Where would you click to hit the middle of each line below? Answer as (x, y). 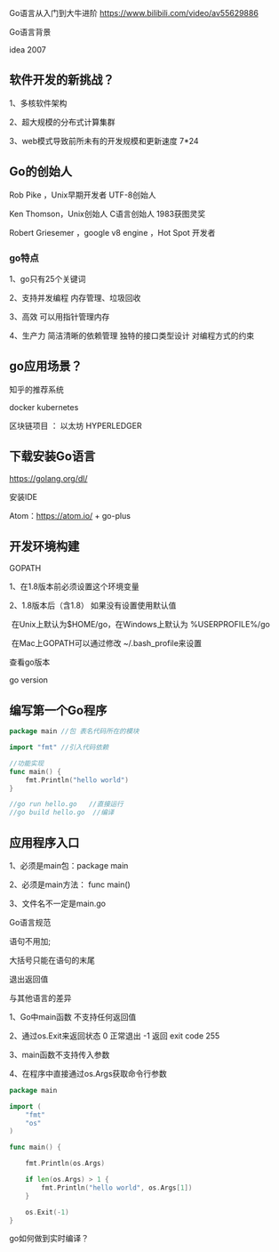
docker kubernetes (44, 407)
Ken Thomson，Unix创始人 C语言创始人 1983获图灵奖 (108, 214)
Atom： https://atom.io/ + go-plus (70, 515)
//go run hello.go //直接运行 (67, 804)
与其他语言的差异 (40, 998)
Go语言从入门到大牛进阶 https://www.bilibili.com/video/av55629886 (134, 13)
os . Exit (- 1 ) (47, 1212)
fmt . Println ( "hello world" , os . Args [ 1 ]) (117, 1187)
